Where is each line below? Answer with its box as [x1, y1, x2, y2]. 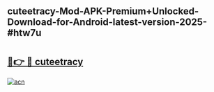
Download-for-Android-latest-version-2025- [7, 17, 208, 28]
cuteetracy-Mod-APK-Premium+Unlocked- [7, 6, 199, 17]
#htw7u [7, 27, 42, 39]
